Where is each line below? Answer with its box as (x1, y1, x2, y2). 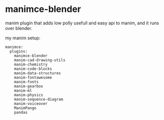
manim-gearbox (14, 84, 43, 89)
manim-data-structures (14, 71, 61, 76)
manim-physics (14, 92, 43, 98)
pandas (14, 110, 28, 115)
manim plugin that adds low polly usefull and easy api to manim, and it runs (5, 20, 159, 26)
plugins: (9, 49, 28, 54)
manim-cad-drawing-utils (14, 57, 66, 63)
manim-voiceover (14, 101, 48, 106)
